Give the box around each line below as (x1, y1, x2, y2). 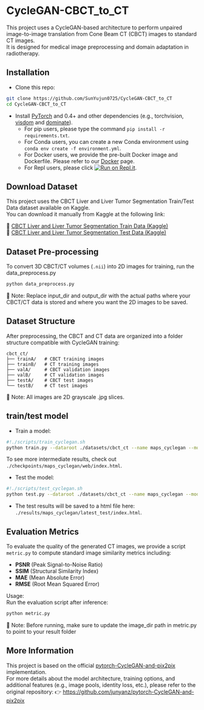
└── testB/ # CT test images (6, 382, 88, 389)
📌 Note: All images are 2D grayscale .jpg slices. (6, 393, 124, 400)
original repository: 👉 (6, 688, 62, 695)
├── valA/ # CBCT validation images (6, 366, 110, 372)
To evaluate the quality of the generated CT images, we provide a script (6, 542, 186, 550)
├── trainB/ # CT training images (6, 361, 99, 367)
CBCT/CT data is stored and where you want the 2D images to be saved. (6, 299, 188, 305)
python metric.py (6, 610, 50, 616)
